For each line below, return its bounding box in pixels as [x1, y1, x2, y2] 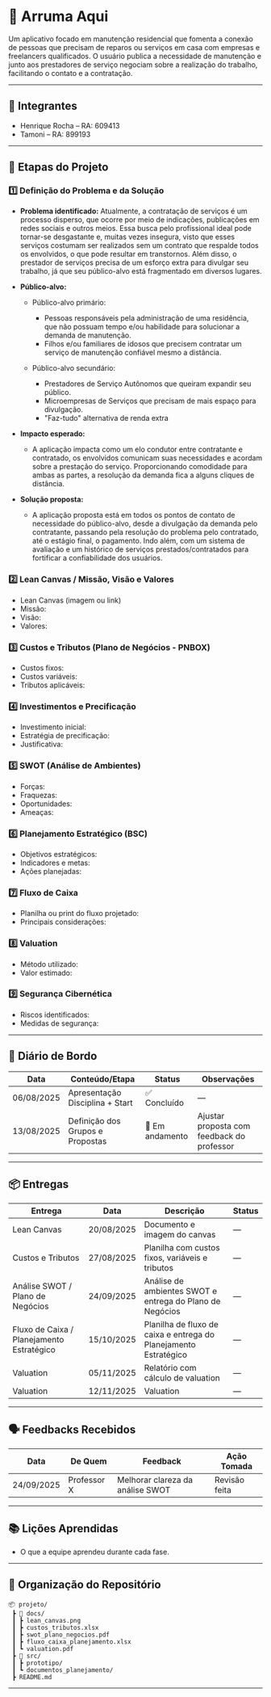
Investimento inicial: [19, 722, 86, 732]
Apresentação [68, 1086, 122, 1098]
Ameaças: [19, 807, 54, 817]
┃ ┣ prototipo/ [11, 1659, 63, 1667]
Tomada [220, 1461, 252, 1472]
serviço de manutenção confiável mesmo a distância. [44, 347, 222, 358]
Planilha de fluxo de [144, 1319, 219, 1330]
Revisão [214, 1474, 244, 1485]
